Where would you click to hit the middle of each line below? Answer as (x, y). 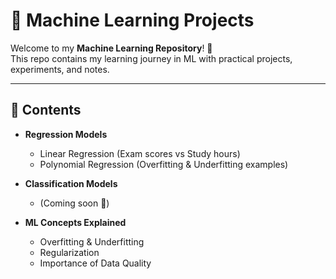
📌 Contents (46, 110)
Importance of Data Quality (95, 263)
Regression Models (66, 134)
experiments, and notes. (60, 69)
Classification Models (71, 183)
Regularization (69, 252)
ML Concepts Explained (75, 222)
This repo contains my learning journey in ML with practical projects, (151, 58)
